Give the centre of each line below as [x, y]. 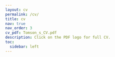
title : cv [15, 19]
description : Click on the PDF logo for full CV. [58, 38]
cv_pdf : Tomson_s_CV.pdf [31, 33]
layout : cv [16, 10]
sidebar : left [24, 47]
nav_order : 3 [19, 28]
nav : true [15, 24]
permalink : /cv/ [22, 14]
